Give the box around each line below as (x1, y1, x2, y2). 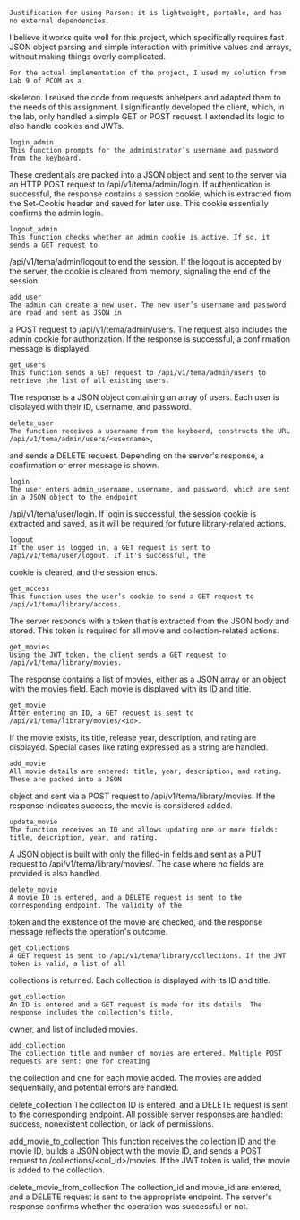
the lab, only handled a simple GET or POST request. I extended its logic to (9, 111, 285, 121)
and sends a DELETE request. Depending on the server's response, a (9, 450, 264, 461)
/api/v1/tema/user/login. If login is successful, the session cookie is (9, 509, 257, 519)
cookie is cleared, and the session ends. (9, 567, 159, 578)
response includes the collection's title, (9, 1008, 175, 1017)
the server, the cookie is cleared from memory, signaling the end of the (9, 266, 271, 276)
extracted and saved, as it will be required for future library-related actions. (9, 518, 287, 528)
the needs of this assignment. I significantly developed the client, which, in (9, 101, 285, 112)
